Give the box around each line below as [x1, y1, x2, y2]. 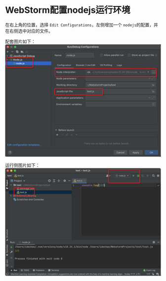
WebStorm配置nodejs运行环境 [5, 4, 130, 16]
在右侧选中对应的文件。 [5, 28, 53, 34]
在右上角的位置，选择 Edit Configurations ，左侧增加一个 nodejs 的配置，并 [5, 22, 158, 28]
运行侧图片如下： [5, 162, 40, 168]
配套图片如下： [5, 38, 36, 44]
